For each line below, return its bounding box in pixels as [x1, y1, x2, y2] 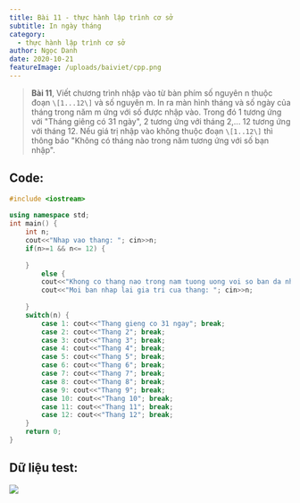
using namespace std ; [9, 211, 90, 220]
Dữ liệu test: [9, 460, 79, 475]
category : [9, 30, 46, 38]
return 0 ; [25, 427, 62, 437]
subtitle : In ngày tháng [9, 21, 102, 30]
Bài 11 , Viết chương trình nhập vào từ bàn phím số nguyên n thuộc [30, 87, 273, 98]
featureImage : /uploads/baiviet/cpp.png [9, 64, 162, 72]
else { [41, 269, 66, 278]
